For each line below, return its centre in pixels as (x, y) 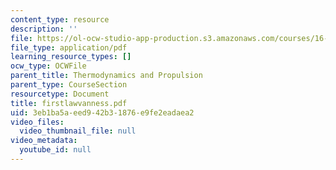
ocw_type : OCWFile (48, 66)
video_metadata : (44, 141)
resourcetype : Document (60, 94)
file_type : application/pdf (69, 47)
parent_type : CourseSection (69, 85)
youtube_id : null (55, 150)
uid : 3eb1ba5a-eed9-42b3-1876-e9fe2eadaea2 (102, 112)
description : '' (44, 29)
